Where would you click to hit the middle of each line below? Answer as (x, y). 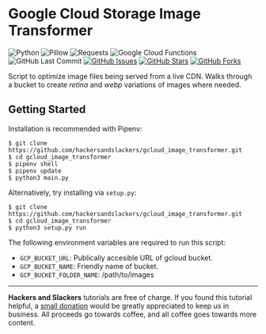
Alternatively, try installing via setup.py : (72, 192)
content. (22, 322)
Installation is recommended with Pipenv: (75, 128)
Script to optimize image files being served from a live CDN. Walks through (130, 76)
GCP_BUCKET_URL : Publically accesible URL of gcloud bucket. (116, 257)
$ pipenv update (35, 171)
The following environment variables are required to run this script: (117, 242)
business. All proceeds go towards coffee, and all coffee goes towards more (133, 314)
